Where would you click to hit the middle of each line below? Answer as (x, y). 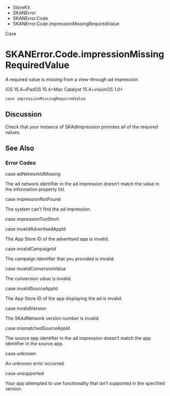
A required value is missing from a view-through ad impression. (72, 79)
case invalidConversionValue (36, 269)
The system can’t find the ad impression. (48, 209)
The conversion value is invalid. (38, 279)
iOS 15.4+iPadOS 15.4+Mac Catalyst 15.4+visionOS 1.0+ (64, 89)
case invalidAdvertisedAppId (36, 229)
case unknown (21, 353)
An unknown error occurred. (35, 364)
